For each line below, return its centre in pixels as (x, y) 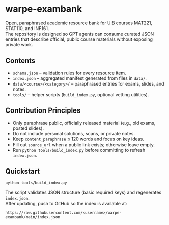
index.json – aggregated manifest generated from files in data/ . (79, 78)
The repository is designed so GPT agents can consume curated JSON (80, 34)
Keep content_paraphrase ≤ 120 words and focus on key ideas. (78, 139)
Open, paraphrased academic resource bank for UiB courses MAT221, (79, 23)
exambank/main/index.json (33, 217)
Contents (20, 61)
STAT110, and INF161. (27, 28)
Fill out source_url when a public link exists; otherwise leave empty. (84, 144)
